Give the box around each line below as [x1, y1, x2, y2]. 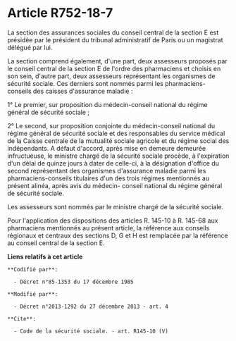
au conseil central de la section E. [7, 238, 105, 247]
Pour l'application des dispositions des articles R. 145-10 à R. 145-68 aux [7, 216, 218, 225]
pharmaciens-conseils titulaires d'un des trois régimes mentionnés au [7, 174, 210, 182]
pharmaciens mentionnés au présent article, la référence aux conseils [7, 223, 210, 232]
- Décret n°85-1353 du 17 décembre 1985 [13, 278, 134, 285]
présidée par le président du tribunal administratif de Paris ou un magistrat [7, 35, 223, 44]
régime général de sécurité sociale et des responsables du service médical [7, 129, 225, 137]
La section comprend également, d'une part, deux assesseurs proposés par [7, 56, 228, 65]
